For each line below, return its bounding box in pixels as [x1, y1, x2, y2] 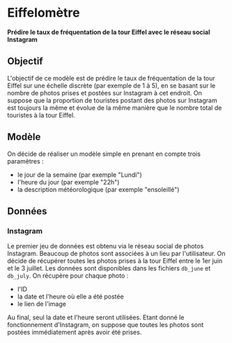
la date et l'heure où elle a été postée [17, 292, 124, 301]
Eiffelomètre [7, 5, 80, 21]
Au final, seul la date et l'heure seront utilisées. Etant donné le [7, 313, 185, 321]
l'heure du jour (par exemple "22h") [17, 177, 120, 186]
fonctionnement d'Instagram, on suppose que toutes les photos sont [7, 321, 204, 329]
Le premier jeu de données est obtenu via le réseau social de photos [7, 242, 204, 250]
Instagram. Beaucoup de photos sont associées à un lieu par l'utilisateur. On [7, 249, 226, 258]
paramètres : [7, 157, 44, 165]
